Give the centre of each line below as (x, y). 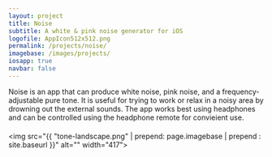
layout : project (36, 16)
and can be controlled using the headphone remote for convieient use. (126, 117)
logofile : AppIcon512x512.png (60, 38)
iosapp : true (30, 62)
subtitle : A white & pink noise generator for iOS (96, 31)
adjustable (26, 100)
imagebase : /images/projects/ (60, 53)
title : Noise (30, 23)
